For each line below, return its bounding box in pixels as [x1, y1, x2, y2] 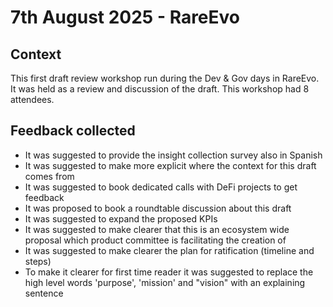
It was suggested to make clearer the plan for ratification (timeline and [24, 244, 315, 256]
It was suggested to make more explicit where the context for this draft [24, 159, 317, 171]
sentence [24, 287, 64, 299]
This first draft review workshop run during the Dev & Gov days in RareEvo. [10, 72, 320, 84]
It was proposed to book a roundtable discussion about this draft [24, 202, 292, 214]
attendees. [10, 94, 55, 105]
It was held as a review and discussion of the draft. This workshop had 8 [10, 83, 310, 95]
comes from [24, 170, 75, 182]
